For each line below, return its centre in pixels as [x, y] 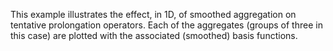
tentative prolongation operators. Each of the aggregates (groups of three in [166, 25]
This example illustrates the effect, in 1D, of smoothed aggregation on [153, 14]
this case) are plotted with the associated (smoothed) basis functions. [154, 35]
